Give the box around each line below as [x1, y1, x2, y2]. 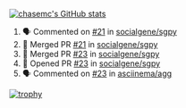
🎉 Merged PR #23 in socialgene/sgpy [21, 49, 160, 59]
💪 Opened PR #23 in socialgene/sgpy [21, 58, 161, 69]
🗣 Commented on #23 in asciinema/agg [21, 68, 173, 79]
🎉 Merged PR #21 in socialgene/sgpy [21, 39, 158, 49]
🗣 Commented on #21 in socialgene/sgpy [21, 27, 177, 37]
